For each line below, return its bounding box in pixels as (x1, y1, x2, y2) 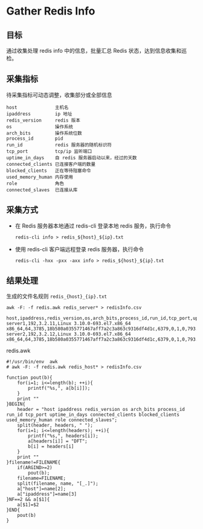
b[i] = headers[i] (28, 444, 74, 450)
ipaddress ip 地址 (6, 111, 72, 117)
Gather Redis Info (6, 4, 95, 18)
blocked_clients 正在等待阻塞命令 (6, 168, 91, 174)
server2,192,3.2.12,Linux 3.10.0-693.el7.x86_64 (6, 331, 131, 337)
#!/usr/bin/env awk (6, 359, 59, 365)
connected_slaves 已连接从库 (6, 186, 78, 193)
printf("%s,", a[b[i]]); (28, 386, 91, 392)
